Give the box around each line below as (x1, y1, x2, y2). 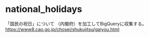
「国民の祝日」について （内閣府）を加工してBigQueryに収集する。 (5, 20, 147, 26)
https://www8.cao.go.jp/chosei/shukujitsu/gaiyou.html (5, 26, 120, 32)
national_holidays (5, 3, 83, 15)
